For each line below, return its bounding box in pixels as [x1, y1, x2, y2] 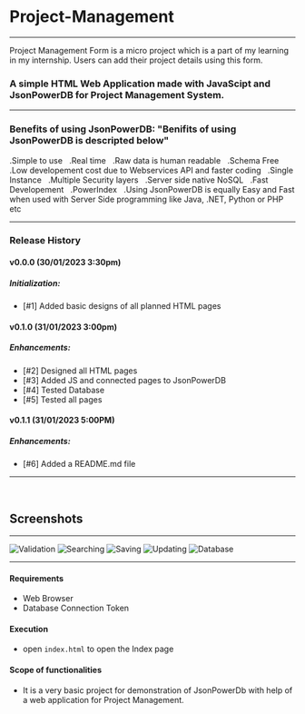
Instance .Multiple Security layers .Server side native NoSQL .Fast [9, 174, 269, 185]
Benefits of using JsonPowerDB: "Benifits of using [9, 123, 237, 135]
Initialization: [9, 277, 61, 288]
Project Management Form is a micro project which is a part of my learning [9, 45, 289, 55]
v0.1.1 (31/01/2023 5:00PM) [9, 415, 115, 426]
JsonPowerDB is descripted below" [9, 134, 170, 147]
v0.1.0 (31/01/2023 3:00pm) [9, 321, 118, 332]
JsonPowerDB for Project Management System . [9, 88, 225, 101]
